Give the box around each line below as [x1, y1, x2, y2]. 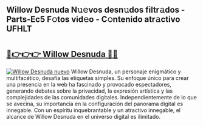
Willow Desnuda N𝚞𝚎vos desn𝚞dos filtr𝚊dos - [6, 5, 185, 15]
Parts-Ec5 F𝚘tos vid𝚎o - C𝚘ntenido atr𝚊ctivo [6, 15, 181, 25]
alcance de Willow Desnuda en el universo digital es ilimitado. [6, 113, 161, 120]
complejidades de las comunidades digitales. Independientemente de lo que [6, 94, 198, 101]
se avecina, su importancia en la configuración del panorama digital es [6, 100, 184, 107]
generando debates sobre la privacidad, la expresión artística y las [6, 87, 173, 94]
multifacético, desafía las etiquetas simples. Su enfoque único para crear [6, 75, 189, 81]
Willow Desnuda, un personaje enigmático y [71, 68, 181, 75]
